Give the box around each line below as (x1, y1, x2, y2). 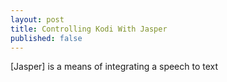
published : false (10, 33, 83, 43)
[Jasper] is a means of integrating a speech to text (10, 61, 219, 73)
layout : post (10, 14, 65, 25)
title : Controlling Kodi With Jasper (10, 24, 168, 34)
